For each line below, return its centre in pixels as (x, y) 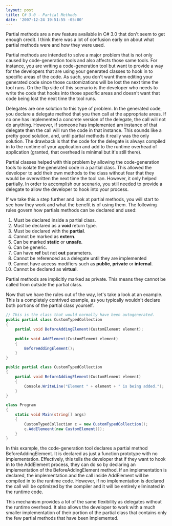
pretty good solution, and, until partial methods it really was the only (78, 136)
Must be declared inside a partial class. (55, 220)
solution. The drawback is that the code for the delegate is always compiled (86, 141)
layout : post (20, 10)
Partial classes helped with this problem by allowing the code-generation (83, 162)
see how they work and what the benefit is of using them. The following (81, 205)
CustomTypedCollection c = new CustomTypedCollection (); (86, 424)
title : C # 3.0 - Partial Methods (41, 15)
